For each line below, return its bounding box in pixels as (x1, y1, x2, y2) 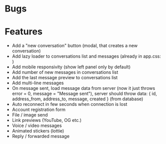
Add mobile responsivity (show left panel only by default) (12, 64, 131, 70)
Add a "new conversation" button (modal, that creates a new (12, 43, 138, 49)
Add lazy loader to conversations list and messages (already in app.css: (12, 53, 161, 59)
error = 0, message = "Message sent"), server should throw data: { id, (12, 91, 157, 97)
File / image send (12, 112, 48, 118)
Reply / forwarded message (12, 133, 70, 139)
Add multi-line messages (12, 80, 64, 86)
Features (5, 26, 43, 38)
